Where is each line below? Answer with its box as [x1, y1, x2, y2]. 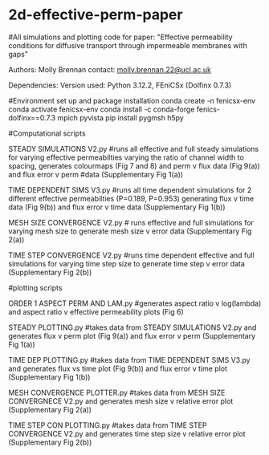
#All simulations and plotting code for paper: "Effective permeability [8, 32, 233, 42]
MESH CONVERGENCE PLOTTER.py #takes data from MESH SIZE [8, 388, 226, 397]
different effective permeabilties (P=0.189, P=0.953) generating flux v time [8, 193, 255, 203]
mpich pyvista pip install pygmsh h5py [57, 112, 185, 122]
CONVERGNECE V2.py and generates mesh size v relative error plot [8, 396, 234, 406]
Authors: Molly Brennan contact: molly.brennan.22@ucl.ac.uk [8, 64, 211, 74]
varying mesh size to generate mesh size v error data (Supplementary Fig [8, 226, 252, 236]
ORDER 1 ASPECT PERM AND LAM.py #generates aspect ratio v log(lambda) [8, 299, 262, 308]
